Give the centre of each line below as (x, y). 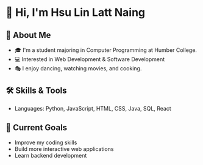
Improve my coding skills (46, 142)
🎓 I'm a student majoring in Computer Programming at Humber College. (106, 50)
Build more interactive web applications (64, 148)
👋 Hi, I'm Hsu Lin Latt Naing (76, 13)
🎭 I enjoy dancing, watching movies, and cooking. (78, 68)
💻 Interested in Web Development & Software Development (90, 59)
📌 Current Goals (37, 128)
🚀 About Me (28, 35)
